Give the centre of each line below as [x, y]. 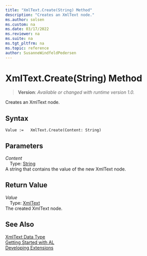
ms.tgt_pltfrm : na [25, 44]
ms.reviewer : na [22, 34]
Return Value [26, 185]
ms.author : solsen [25, 19]
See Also [20, 225]
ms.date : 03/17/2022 [27, 29]
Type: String [23, 164]
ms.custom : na [20, 24]
